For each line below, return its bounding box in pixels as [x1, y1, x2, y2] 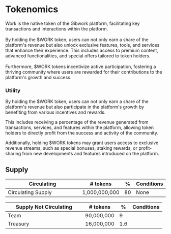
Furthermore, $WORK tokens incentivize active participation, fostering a [5, 63, 156, 70]
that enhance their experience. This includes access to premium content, [5, 47, 159, 53]
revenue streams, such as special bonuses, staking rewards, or [5, 145, 137, 151]
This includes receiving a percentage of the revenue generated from [5, 119, 149, 125]
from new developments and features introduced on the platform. [22, 151, 159, 157]
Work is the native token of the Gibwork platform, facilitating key [5, 20, 140, 26]
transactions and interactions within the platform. [5, 25, 108, 31]
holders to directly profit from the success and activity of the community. [5, 130, 159, 136]
